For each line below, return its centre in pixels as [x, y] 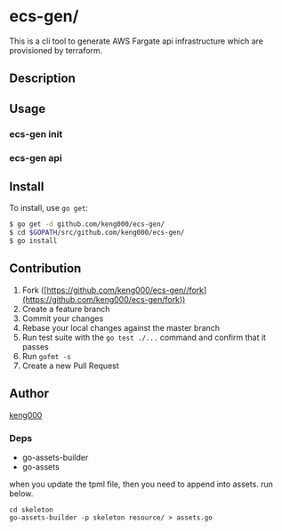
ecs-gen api [36, 157]
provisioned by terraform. [56, 50]
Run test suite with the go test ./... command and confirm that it [144, 337]
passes [35, 346]
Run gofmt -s [46, 356]
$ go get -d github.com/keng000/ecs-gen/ [87, 224]
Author [29, 394]
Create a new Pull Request [71, 366]
